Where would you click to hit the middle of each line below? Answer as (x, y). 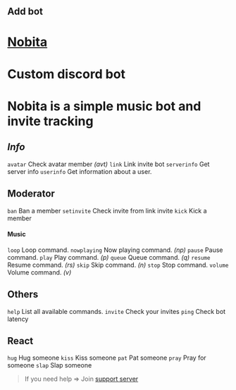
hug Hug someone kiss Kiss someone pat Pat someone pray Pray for (107, 358)
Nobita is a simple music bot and (104, 106)
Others (23, 295)
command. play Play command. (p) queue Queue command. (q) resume (109, 257)
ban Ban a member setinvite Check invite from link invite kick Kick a (107, 210)
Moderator (31, 194)
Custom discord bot (66, 74)
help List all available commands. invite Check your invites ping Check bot (117, 311)
